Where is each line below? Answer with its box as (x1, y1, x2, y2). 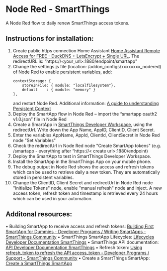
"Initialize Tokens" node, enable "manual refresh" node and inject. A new (12, 185, 162, 191)
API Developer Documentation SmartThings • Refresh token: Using (5, 244, 143, 250)
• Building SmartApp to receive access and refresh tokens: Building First (5, 223, 154, 229)
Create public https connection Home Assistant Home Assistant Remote (12, 47, 161, 53)
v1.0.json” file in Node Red (12, 116, 67, 122)
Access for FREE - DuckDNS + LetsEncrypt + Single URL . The (12, 53, 140, 59)
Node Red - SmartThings (5, 3, 110, 15)
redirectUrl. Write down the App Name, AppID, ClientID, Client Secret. (12, 127, 155, 133)
